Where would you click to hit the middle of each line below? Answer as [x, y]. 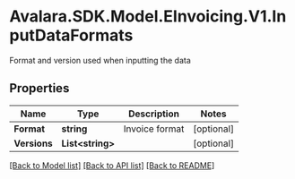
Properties [39, 88]
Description [154, 114]
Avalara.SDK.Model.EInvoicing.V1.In [148, 17]
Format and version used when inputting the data [100, 60]
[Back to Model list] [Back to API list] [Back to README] [112, 165]
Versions [34, 143]
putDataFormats [71, 35]
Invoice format [154, 129]
